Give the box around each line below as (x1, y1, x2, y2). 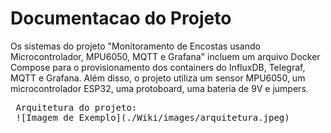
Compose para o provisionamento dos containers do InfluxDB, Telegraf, (10, 61, 306, 73)
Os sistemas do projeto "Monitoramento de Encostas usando (10, 40, 261, 52)
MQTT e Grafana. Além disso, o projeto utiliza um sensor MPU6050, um (10, 72, 306, 84)
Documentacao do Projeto (10, 7, 232, 30)
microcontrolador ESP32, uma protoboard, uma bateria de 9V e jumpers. (10, 82, 309, 94)
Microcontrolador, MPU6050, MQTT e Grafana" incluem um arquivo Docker (10, 50, 321, 62)
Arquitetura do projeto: (15, 102, 138, 113)
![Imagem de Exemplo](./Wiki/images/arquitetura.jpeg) (15, 112, 290, 123)
